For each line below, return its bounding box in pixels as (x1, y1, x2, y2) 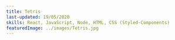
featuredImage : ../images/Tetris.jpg (6, 25, 99, 31)
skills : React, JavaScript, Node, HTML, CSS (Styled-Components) (6, 19, 170, 25)
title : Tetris (6, 8, 41, 15)
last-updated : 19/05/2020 (6, 14, 70, 20)
